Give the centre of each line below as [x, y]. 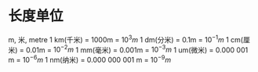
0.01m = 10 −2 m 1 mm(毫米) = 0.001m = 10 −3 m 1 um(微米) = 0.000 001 [137, 49]
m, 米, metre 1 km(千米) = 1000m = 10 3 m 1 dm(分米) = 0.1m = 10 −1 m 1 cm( [126, 38]
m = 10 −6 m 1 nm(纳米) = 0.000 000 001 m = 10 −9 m [90, 59]
